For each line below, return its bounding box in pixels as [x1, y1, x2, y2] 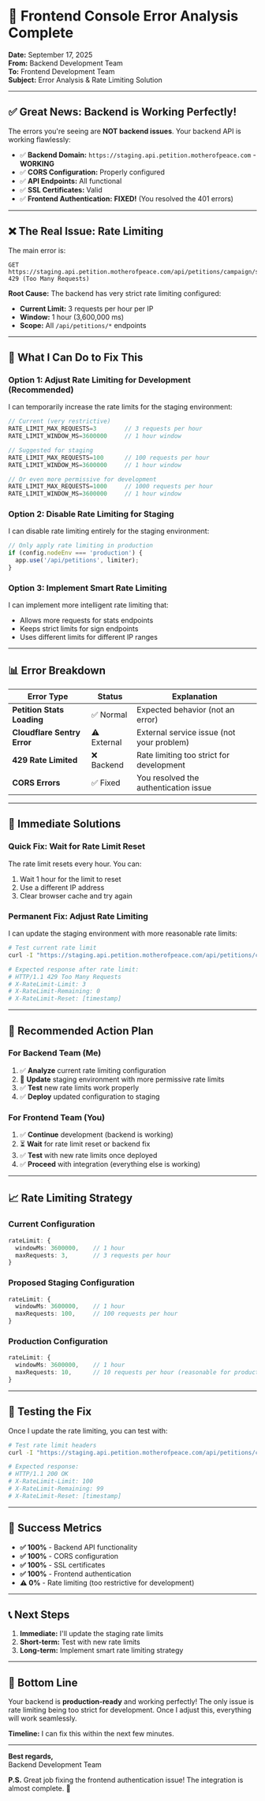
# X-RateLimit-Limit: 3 [8, 980, 87, 988]
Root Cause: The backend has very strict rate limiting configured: [8, 288, 222, 298]
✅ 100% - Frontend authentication [19, 1569, 132, 1579]
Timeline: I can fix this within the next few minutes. [8, 1729, 175, 1739]
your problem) [136, 737, 189, 748]
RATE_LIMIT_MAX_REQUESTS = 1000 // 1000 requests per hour [8, 483, 214, 491]
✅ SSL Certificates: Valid [19, 185, 103, 194]
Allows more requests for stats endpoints [19, 615, 154, 626]
